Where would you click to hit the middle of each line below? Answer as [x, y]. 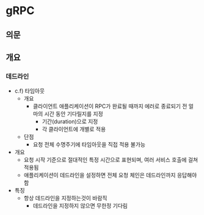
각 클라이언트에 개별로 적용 [74, 129]
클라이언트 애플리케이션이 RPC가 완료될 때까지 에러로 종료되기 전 [110, 106]
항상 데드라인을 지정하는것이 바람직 [65, 198]
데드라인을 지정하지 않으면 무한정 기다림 [80, 206]
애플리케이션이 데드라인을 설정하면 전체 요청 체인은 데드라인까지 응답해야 [110, 175]
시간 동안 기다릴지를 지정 [74, 114]
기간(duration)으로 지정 [70, 122]
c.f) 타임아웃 [30, 91]
